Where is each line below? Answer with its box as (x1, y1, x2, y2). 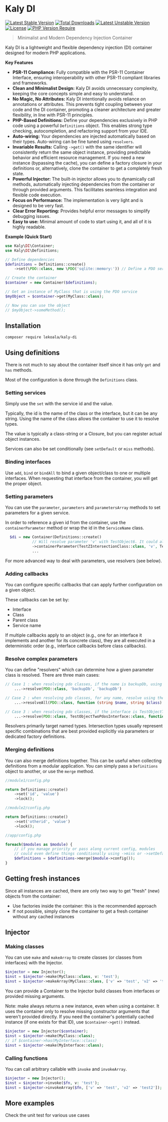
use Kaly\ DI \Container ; (5, 243, 55, 248)
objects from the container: (5, 893, 61, 899)
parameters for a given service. (5, 510, 70, 516)
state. (12, 170, 24, 176)
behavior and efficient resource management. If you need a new (12, 154, 145, 161)
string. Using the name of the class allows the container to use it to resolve (5, 416, 159, 422)
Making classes (5, 943, 44, 950)
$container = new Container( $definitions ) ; (5, 280, 97, 285)
